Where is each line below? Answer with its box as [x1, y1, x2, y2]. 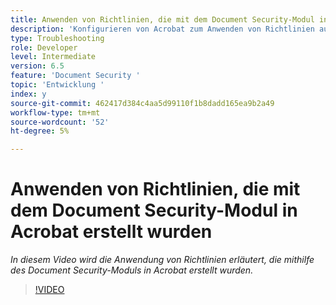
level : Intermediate [10, 52, 97, 62]
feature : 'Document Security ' [10, 71, 141, 81]
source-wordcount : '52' [10, 117, 110, 127]
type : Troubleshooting [10, 33, 105, 43]
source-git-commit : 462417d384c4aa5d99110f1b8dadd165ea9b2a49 [10, 98, 275, 108]
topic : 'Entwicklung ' [10, 80, 105, 90]
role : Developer [10, 42, 78, 53]
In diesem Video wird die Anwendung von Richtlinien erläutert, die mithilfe [10, 254, 315, 266]
